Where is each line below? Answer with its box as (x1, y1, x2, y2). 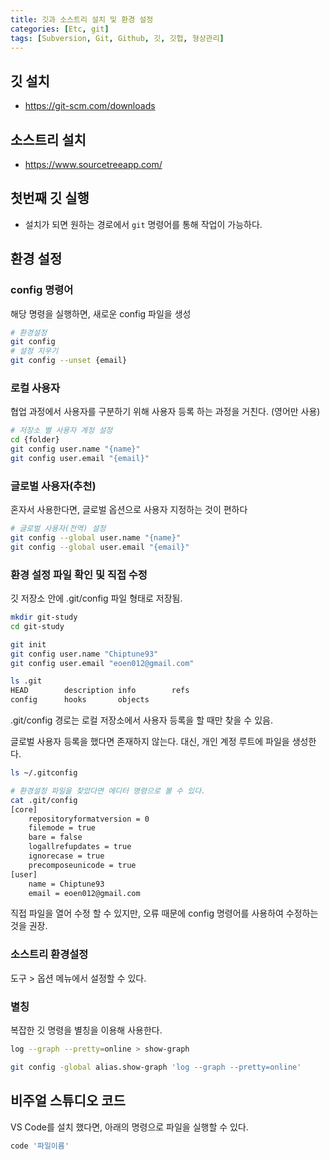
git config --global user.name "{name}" (10, 532, 182, 543)
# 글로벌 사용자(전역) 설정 (10, 524, 107, 534)
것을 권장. (10, 920, 48, 932)
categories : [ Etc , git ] (10, 24, 110, 34)
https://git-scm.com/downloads (24, 100, 156, 112)
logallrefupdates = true (28, 842, 132, 852)
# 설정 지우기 (10, 346, 59, 356)
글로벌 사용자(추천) (10, 479, 97, 493)
